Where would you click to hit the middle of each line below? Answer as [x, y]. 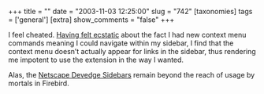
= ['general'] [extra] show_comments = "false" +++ [91, 20]
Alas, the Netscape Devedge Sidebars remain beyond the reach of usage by [132, 75]
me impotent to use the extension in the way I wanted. [96, 60]
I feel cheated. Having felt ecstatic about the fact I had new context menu [127, 35]
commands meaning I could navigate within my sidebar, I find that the [121, 43]
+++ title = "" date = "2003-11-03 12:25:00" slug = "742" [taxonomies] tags [130, 11]
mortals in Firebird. [39, 83]
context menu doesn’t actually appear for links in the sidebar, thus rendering [132, 51]
